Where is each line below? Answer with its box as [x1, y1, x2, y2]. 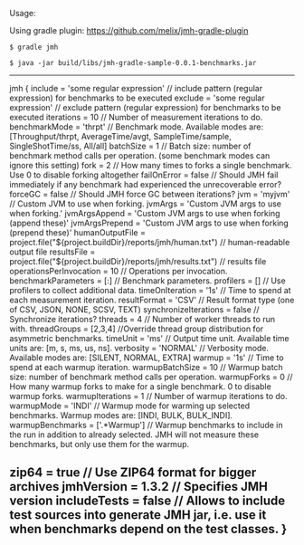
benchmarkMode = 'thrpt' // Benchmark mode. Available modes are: [9, 121, 264, 132]
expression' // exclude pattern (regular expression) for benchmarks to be [9, 102, 281, 112]
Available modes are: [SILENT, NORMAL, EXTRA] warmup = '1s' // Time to [9, 352, 284, 363]
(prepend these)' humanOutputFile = [9, 227, 147, 238]
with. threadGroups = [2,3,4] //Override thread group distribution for [9, 323, 264, 334]
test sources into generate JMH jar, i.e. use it [9, 507, 267, 523]
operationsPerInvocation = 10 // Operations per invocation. [9, 266, 228, 276]
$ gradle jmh [9, 43, 59, 52]
